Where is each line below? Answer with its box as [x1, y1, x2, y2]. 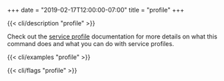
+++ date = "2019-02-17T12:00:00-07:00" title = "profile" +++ [7, 6, 185, 14]
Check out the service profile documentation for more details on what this [7, 32, 218, 40]
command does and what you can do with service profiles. [7, 40, 174, 47]
